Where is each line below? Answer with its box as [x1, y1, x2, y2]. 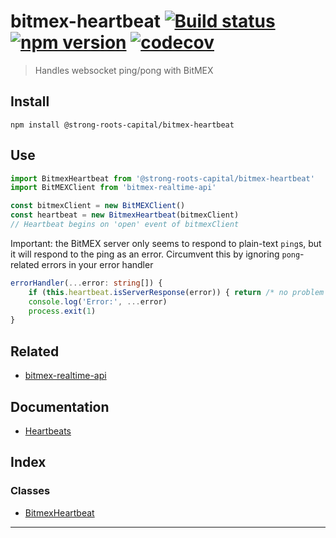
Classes [10, 484, 51, 498]
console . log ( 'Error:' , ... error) [28, 296, 168, 307]
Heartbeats [24, 425, 72, 437]
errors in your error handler [41, 258, 154, 270]
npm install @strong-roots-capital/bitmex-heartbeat [10, 120, 235, 130]
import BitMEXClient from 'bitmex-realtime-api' [10, 183, 217, 193]
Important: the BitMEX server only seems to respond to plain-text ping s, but [10, 237, 322, 249]
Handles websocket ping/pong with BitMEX [34, 64, 214, 76]
